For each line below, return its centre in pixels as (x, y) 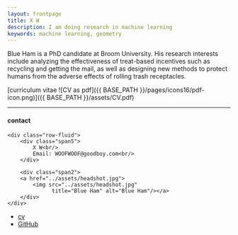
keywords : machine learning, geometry (64, 34)
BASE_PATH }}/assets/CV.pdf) (90, 98)
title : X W (23, 21)
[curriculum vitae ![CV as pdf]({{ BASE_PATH (73, 90)
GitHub (28, 224)
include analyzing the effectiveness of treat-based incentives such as (109, 62)
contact (19, 120)
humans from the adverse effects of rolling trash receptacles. (97, 76)
